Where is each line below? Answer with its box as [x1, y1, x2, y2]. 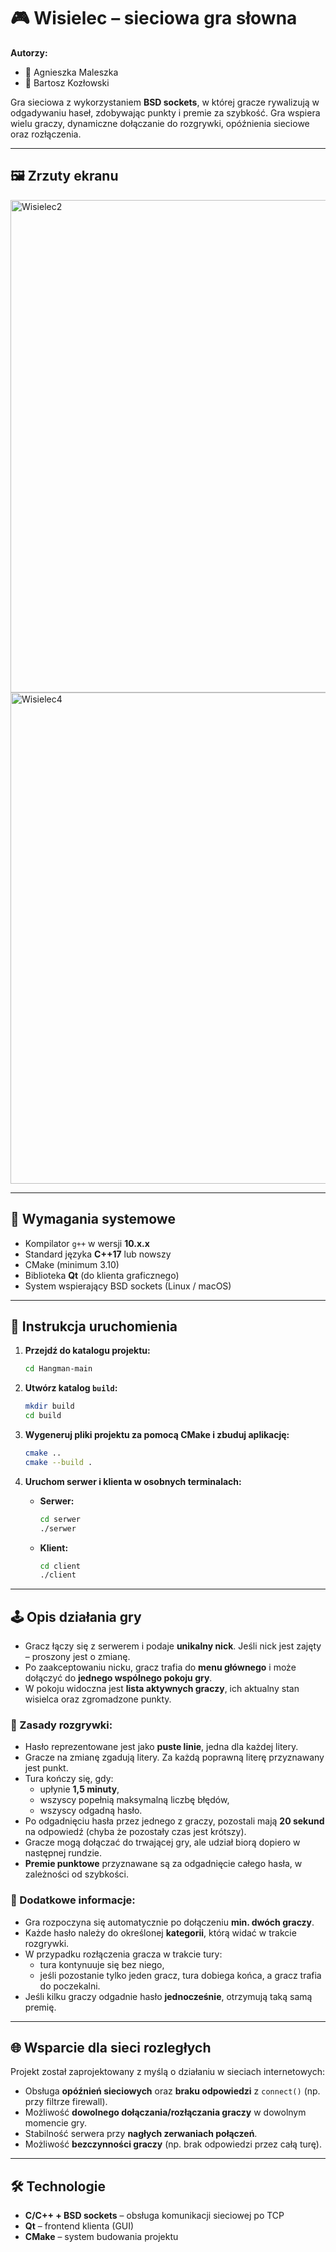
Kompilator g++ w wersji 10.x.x [24, 1237, 150, 1249]
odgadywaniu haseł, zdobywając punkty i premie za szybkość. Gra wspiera [10, 106, 321, 119]
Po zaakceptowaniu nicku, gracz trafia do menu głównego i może [24, 1661, 297, 1674]
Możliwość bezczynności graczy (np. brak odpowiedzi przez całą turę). [24, 2138, 322, 2150]
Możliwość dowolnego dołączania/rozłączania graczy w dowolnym [24, 2106, 307, 2119]
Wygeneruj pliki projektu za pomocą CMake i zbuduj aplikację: [24, 1429, 290, 1440]
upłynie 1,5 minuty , [39, 1783, 120, 1795]
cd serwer [39, 1514, 82, 1524]
